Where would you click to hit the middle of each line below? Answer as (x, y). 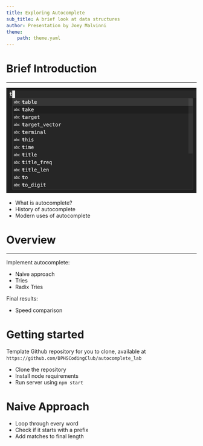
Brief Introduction (52, 69)
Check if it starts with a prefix (52, 430)
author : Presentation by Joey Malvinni (56, 25)
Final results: (22, 298)
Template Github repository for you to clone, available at (76, 351)
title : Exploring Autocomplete (46, 13)
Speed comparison (39, 310)
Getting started (45, 335)
